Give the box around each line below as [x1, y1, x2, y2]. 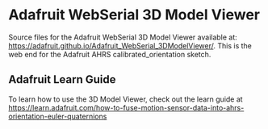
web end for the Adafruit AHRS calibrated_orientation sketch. [8, 49, 211, 59]
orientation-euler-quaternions [8, 111, 107, 121]
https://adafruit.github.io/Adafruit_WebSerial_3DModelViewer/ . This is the [8, 40, 252, 50]
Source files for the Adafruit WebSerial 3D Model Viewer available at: [8, 32, 238, 42]
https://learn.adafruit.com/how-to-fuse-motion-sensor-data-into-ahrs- [8, 102, 245, 112]
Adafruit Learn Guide [8, 73, 116, 86]
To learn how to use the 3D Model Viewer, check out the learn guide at [8, 94, 244, 104]
